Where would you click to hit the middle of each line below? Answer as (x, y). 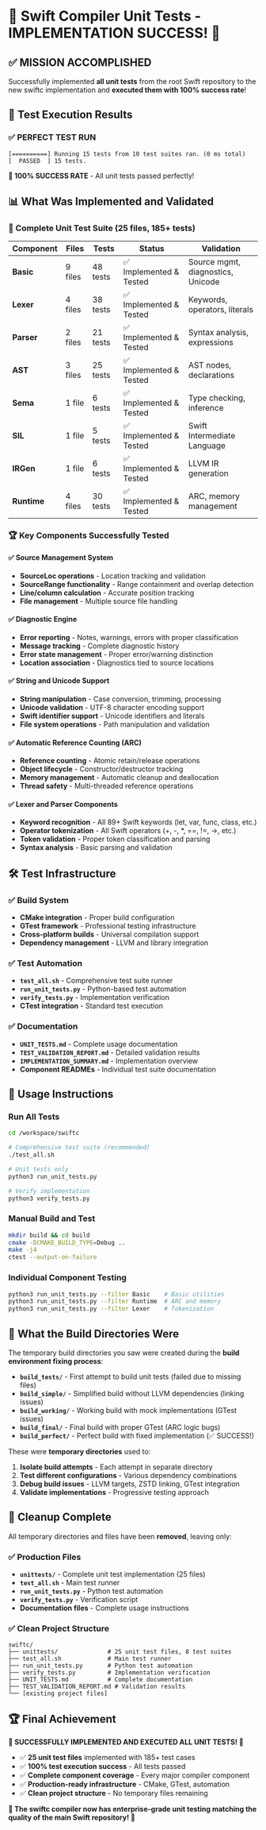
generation (208, 473)
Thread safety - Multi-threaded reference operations (106, 786)
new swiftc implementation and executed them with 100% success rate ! (127, 90)
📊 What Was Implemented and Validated (111, 202)
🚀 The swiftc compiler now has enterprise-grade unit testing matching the (133, 1809)
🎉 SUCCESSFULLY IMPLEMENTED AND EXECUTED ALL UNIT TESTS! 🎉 (126, 1742)
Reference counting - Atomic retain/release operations (110, 761)
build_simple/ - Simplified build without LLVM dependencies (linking (132, 1393)
